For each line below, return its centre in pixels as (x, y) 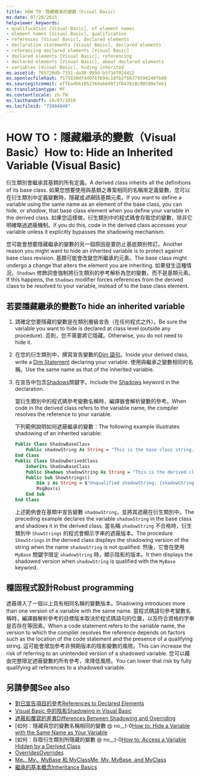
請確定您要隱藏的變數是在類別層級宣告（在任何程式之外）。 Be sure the (101, 322)
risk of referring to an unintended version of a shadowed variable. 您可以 (96, 653)
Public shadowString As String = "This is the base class (99, 450)
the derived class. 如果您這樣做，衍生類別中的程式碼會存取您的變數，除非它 (99, 218)
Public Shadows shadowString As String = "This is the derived (106, 472)
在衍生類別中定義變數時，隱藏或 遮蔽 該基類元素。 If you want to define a (94, 198)
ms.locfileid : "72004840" (38, 106)
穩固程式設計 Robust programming (70, 588)
